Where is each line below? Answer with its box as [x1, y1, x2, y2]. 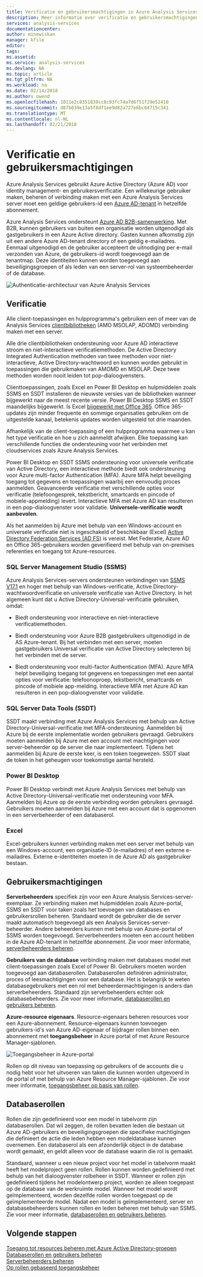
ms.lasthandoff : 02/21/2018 [6, 122, 77, 128]
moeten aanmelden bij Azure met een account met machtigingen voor [6, 737, 180, 744]
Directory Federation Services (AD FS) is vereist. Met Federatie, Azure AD [6, 535, 190, 542]
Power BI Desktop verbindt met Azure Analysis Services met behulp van [6, 785, 186, 793]
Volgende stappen [6, 1229, 77, 1239]
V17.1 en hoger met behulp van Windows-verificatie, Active [6, 583, 152, 590]
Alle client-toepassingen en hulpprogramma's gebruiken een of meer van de [6, 315, 196, 322]
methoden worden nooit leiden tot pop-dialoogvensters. [6, 372, 146, 379]
